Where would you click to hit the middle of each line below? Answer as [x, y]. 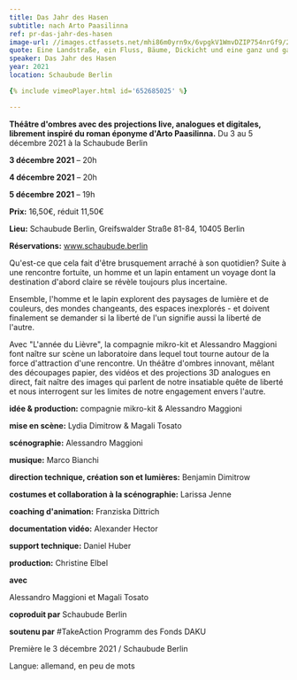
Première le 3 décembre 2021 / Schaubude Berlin [99, 648]
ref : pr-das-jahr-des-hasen [61, 34]
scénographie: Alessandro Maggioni [76, 443]
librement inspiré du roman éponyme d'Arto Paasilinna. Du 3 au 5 [131, 133]
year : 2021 [29, 67]
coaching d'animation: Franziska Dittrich [84, 511]
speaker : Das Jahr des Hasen [63, 58]
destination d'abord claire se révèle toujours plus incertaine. [118, 282]
